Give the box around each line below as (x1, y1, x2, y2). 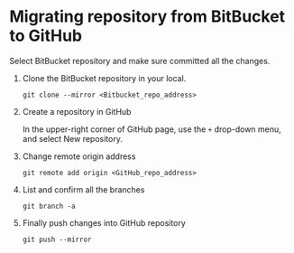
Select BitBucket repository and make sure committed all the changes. (9, 55, 271, 66)
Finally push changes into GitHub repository (22, 217, 187, 228)
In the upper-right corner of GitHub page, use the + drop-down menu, (22, 124, 281, 135)
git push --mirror (22, 235, 92, 244)
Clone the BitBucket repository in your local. (22, 72, 187, 83)
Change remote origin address (22, 151, 136, 162)
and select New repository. (22, 133, 124, 144)
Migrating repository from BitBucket (9, 6, 286, 27)
